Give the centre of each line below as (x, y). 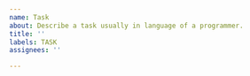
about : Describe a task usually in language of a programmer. (126, 26)
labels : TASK (33, 42)
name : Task (29, 17)
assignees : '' (35, 50)
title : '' (27, 34)
